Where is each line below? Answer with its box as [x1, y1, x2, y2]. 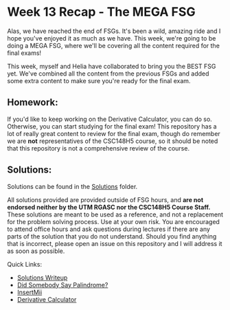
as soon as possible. [7, 247, 65, 255]
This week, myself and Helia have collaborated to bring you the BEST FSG [7, 62, 216, 70]
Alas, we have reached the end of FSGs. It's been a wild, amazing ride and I [7, 27, 221, 35]
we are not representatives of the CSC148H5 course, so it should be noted [7, 137, 218, 145]
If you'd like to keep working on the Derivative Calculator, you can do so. [7, 115, 213, 123]
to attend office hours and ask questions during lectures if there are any [7, 225, 211, 233]
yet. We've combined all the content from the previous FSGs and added [7, 69, 209, 78]
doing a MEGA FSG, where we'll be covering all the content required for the [7, 41, 220, 49]
